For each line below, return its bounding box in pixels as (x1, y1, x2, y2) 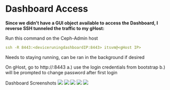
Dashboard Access (5, 3, 88, 15)
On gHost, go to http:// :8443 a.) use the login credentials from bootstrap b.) (5, 64, 165, 70)
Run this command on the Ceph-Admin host (5, 35, 99, 41)
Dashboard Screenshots (5, 80, 56, 86)
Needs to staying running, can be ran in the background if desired (5, 54, 145, 60)
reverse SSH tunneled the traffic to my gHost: (5, 25, 105, 31)
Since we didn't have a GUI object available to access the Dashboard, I (5, 20, 158, 26)
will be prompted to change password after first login (5, 69, 118, 75)
